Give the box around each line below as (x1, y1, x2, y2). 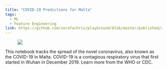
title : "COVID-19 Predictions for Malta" (5, 7, 92, 12)
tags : (5, 12, 16, 17)
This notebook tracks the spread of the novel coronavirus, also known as (5, 49, 155, 55)
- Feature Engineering (9, 21, 57, 26)
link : (5, 26, 16, 31)
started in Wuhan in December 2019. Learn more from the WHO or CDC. (5, 59, 153, 65)
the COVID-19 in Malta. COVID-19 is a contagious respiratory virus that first (5, 54, 159, 60)
